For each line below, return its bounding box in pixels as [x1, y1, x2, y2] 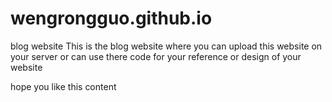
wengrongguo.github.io [10, 7, 213, 30]
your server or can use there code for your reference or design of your [10, 50, 302, 62]
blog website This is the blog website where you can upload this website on [10, 40, 323, 52]
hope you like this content [10, 80, 117, 92]
